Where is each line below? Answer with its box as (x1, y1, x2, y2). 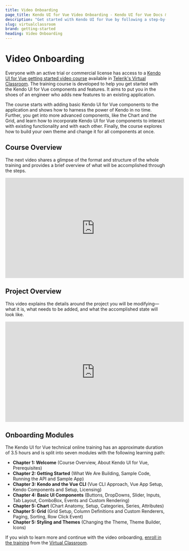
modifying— (133, 300, 159, 307)
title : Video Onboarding (5, 7, 58, 13)
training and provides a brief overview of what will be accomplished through (5, 162, 166, 168)
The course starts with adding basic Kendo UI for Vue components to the (5, 101, 159, 107)
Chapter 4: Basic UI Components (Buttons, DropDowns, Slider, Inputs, (12, 492, 161, 498)
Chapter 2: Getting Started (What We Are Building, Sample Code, (12, 471, 151, 477)
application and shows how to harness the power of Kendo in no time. (5, 106, 152, 113)
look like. (5, 311, 24, 317)
